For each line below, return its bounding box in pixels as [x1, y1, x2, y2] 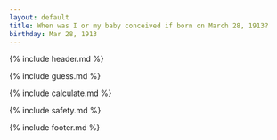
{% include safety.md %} [9, 105, 102, 116]
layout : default [9, 12, 69, 22]
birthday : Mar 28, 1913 [9, 29, 98, 38]
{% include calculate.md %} [9, 88, 112, 98]
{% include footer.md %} [9, 122, 101, 133]
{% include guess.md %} [9, 71, 101, 82]
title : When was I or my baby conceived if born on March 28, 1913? [9, 21, 269, 30]
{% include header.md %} [9, 54, 104, 65]
